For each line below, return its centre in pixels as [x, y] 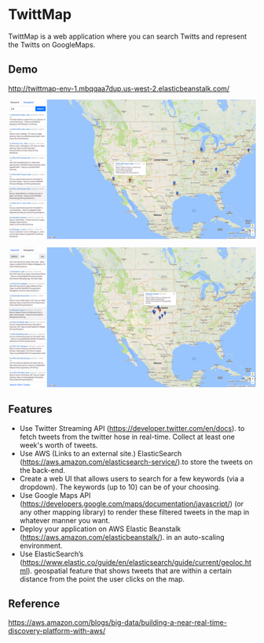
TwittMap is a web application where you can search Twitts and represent [128, 36]
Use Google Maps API [55, 495]
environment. [41, 545]
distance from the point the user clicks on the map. [102, 579]
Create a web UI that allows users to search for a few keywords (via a [132, 478]
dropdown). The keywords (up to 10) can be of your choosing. [120, 487]
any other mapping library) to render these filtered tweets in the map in [134, 512]
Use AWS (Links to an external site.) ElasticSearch [101, 453]
